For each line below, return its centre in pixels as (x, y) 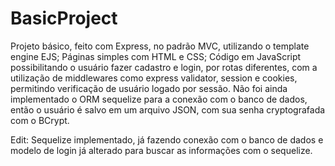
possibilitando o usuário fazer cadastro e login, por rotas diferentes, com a (164, 67)
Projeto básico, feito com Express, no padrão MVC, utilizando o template (160, 46)
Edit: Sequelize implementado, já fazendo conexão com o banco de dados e (167, 139)
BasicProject (64, 18)
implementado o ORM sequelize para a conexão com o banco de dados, (159, 99)
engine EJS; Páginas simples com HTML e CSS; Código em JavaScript (156, 56)
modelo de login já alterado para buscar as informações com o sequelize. (161, 150)
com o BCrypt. (40, 120)
